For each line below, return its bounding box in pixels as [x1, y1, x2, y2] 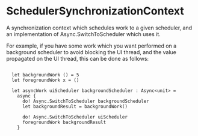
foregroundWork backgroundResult [22, 119, 107, 125]
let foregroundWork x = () [11, 77, 79, 83]
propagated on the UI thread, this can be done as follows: [6, 55, 149, 62]
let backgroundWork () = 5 [11, 72, 79, 78]
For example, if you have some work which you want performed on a [6, 42, 177, 49]
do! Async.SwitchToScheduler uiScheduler [22, 114, 128, 120]
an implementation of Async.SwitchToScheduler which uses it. [6, 30, 161, 37]
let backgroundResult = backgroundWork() [22, 104, 128, 110]
